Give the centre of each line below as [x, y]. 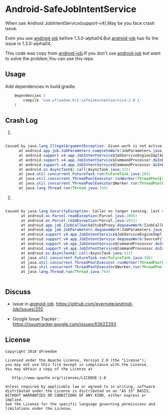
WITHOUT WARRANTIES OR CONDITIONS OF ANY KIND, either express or [76, 395]
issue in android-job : [33, 304]
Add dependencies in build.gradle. [41, 86]
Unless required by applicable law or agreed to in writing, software [80, 386]
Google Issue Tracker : [36, 319]
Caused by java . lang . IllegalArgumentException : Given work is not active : [85, 146]
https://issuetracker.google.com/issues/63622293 [64, 324]
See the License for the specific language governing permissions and [80, 404]
